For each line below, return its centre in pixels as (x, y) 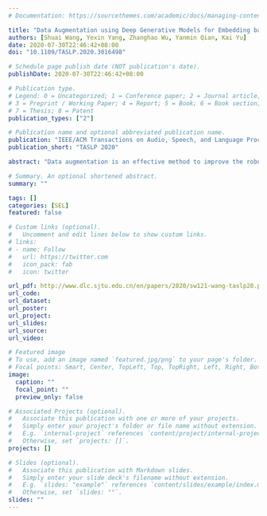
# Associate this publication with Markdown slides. (101, 470)
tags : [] (23, 198)
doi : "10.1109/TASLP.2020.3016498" (67, 53)
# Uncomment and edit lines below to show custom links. (108, 235)
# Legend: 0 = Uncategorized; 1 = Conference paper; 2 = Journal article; (135, 96)
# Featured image (37, 353)
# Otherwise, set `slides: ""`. (66, 492)
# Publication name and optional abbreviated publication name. (117, 132)
